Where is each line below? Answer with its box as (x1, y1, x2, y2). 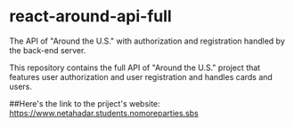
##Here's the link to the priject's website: (9, 98, 160, 108)
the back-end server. (9, 44, 86, 55)
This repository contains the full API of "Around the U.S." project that (9, 62, 261, 73)
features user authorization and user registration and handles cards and (9, 71, 274, 82)
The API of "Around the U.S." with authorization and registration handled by (9, 36, 285, 46)
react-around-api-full (9, 6, 172, 27)
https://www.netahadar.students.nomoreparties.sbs (9, 107, 199, 118)
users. (9, 81, 33, 91)
